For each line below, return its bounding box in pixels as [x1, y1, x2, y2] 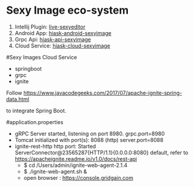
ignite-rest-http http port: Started [14, 142, 96, 150]
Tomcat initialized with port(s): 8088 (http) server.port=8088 [14, 136, 164, 143]
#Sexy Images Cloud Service [6, 53, 77, 61]
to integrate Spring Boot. [6, 107, 67, 114]
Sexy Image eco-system [6, 4, 129, 17]
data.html [6, 96, 30, 103]
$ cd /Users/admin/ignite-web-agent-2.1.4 [23, 161, 128, 169]
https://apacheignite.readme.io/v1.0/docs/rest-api [14, 155, 137, 162]
